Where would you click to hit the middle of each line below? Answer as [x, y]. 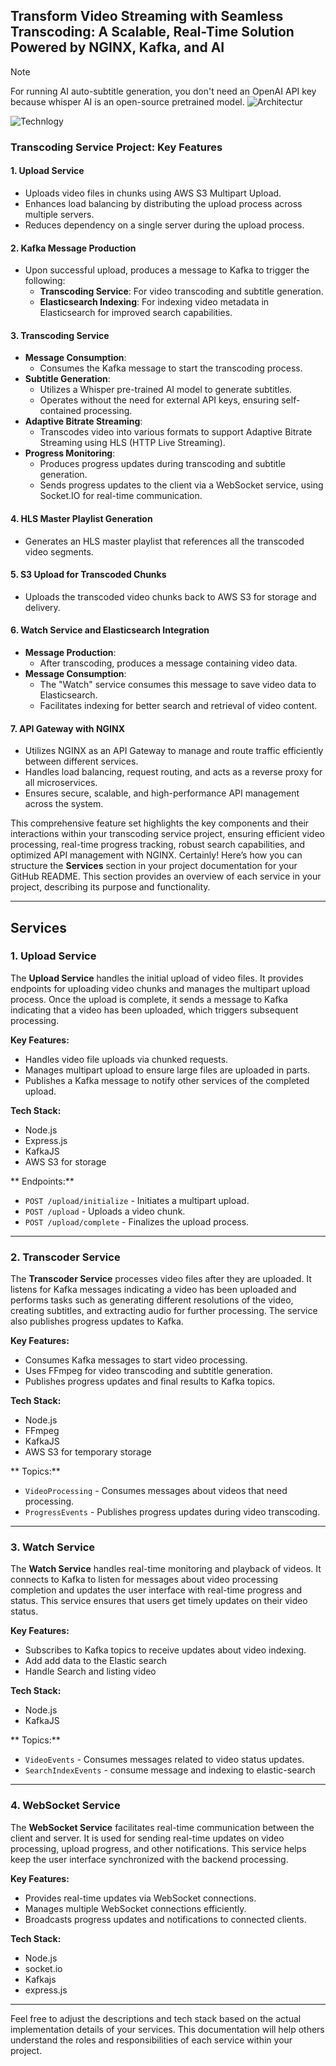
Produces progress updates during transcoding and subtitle [162, 464]
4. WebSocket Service [65, 1806]
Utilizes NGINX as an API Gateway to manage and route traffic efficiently [174, 751]
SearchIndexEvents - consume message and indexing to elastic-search [170, 1770]
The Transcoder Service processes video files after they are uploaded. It [161, 1279]
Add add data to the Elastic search [95, 1661]
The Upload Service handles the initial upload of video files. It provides [157, 978]
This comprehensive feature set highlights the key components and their [160, 823]
